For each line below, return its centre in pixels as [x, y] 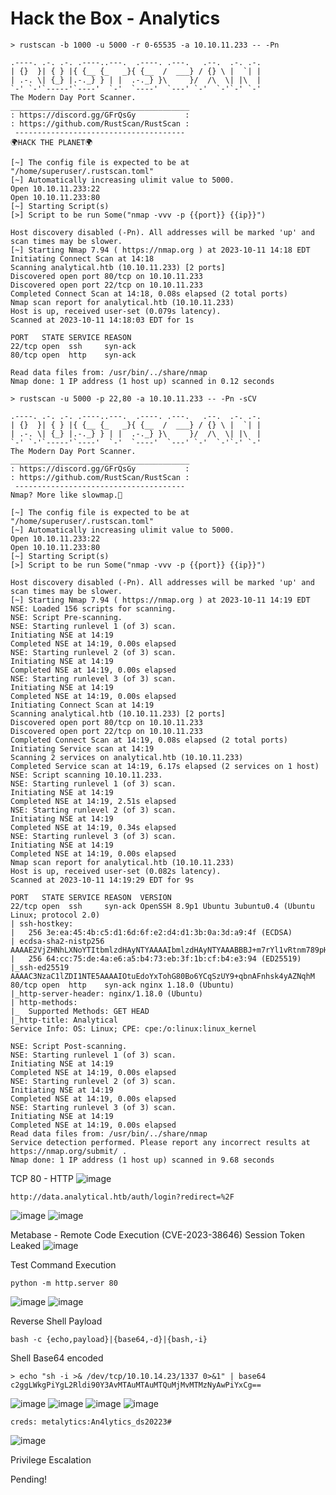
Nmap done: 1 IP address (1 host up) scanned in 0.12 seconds [142, 381]
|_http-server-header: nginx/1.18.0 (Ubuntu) [106, 993]
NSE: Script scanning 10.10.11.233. [86, 775]
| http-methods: [44, 1002]
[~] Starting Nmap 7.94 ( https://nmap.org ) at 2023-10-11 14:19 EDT [160, 600]
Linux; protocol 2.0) [55, 915]
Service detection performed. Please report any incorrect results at [160, 1142]
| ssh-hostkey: [42, 923]
